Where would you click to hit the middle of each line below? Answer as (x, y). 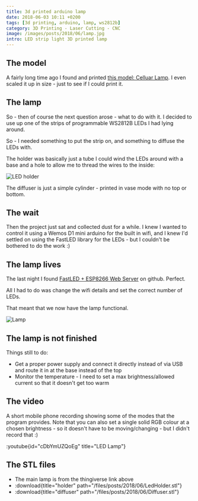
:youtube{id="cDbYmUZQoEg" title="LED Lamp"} (66, 446)
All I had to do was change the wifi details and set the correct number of (94, 291)
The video (25, 402)
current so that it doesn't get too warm (62, 383)
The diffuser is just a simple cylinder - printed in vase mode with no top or (96, 188)
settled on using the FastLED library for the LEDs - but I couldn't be (88, 240)
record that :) (22, 435)
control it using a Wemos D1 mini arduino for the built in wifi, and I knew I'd (97, 233)
